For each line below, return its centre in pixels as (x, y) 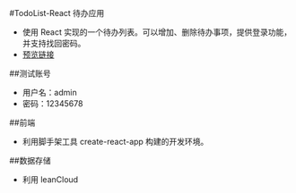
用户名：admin (50, 92)
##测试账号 (30, 73)
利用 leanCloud (50, 180)
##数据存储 (30, 160)
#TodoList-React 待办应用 (57, 13)
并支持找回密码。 (54, 43)
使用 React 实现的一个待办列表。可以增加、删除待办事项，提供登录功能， (157, 32)
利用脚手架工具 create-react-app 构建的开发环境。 (115, 142)
